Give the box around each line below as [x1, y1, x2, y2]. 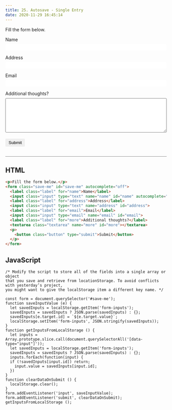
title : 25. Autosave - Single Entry [5, 7, 83, 13]
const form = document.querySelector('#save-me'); [5, 296, 116, 302]
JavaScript [5, 255, 41, 265]
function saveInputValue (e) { [5, 301, 72, 306]
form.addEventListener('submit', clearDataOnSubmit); [5, 395, 123, 401]
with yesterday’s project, [5, 283, 63, 288]
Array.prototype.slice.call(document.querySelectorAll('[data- [5, 337, 143, 342]
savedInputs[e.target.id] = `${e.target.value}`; [10, 314, 118, 320]
